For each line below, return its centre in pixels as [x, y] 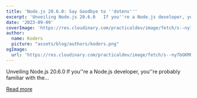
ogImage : [17, 50]
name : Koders [27, 38]
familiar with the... [28, 78]
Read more [19, 89]
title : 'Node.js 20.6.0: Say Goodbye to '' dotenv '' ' [72, 11]
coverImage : [21, 28]
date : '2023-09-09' [30, 22]
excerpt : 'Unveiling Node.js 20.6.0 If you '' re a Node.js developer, [95, 17]
